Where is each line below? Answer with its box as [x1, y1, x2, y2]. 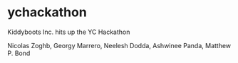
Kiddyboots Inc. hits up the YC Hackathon [7, 28, 130, 36]
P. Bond [7, 49, 31, 57]
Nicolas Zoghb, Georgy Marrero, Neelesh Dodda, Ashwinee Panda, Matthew [7, 41, 232, 50]
